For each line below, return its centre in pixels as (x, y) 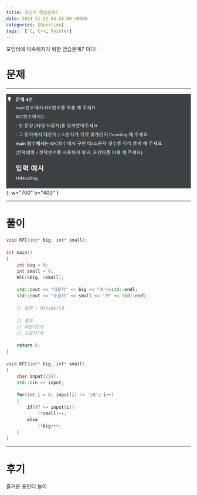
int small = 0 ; (35, 271)
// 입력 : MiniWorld (40, 308)
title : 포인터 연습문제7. (33, 12)
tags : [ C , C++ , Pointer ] (39, 31)
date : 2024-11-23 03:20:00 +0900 (47, 18)
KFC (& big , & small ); (40, 277)
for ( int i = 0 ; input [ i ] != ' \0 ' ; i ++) (65, 395)
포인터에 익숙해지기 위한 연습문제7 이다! (51, 49)
